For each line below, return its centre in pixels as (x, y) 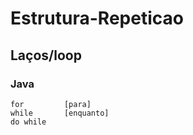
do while (28, 122)
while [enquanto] (60, 113)
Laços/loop (46, 55)
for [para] (51, 104)
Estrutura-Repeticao (97, 18)
